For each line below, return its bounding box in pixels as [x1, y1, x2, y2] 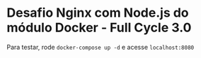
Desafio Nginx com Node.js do [6, 5, 189, 21]
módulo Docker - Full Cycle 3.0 [6, 20, 192, 36]
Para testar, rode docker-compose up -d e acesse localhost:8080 [6, 43, 195, 51]
